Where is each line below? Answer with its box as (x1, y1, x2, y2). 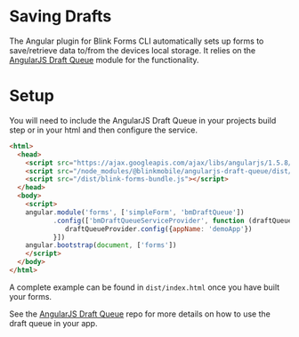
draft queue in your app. (9, 317, 98, 328)
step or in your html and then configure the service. (9, 124, 198, 135)
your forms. (9, 291, 52, 301)
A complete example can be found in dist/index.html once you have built (9, 282, 280, 293)
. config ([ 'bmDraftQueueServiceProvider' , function (53, 216, 245, 225)
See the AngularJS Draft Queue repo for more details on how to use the (9, 309, 271, 319)
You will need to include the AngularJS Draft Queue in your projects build (9, 115, 277, 125)
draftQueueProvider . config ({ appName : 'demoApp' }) (65, 224, 253, 233)
